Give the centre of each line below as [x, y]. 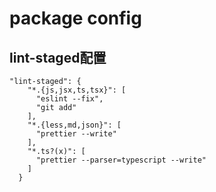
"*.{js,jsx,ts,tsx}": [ [77, 90]
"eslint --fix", [69, 99]
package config [75, 18]
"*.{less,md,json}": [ [74, 125]
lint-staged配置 [58, 57]
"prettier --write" [76, 134]
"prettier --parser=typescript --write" [121, 160]
